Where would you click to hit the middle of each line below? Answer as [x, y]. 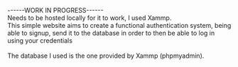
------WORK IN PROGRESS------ [56, 10]
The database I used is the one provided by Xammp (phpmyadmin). [106, 56]
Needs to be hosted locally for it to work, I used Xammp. [90, 18]
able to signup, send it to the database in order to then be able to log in [111, 33]
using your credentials [40, 41]
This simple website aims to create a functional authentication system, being [119, 25]
